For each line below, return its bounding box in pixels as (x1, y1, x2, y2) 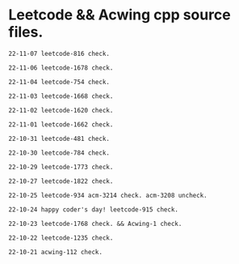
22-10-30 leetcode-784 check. (8, 148, 111, 157)
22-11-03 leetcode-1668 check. (8, 92, 114, 100)
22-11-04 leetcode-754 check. (8, 78, 111, 86)
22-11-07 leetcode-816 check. (8, 49, 111, 57)
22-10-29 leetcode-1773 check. (8, 163, 114, 171)
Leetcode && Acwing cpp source (8, 6, 232, 24)
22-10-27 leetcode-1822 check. (8, 177, 114, 185)
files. (8, 23, 44, 41)
